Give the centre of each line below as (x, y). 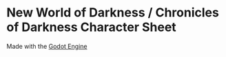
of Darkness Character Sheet (91, 27)
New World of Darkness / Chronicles (113, 13)
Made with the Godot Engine (47, 46)
